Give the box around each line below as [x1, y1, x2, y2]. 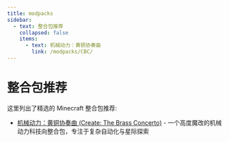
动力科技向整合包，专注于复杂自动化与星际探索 [16, 127, 149, 135]
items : [19, 36, 38, 43]
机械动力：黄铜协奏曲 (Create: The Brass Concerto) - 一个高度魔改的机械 [16, 118, 222, 127]
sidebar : [7, 16, 32, 23]
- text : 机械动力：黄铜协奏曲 [25, 42, 101, 49]
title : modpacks [7, 10, 53, 17]
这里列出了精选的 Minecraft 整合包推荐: [7, 104, 118, 112]
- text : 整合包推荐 [13, 23, 64, 29]
